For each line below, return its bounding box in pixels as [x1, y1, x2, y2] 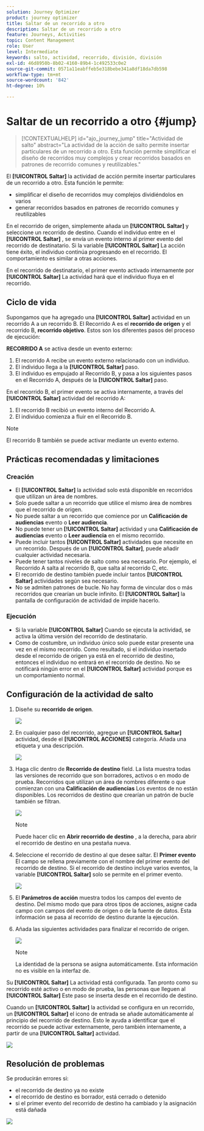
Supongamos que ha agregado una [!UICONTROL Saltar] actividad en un [6, 313, 191, 321]
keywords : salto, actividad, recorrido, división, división [6, 54, 163, 61]
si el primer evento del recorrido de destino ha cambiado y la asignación [15, 1100, 197, 1107]
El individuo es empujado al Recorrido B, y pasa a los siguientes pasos [15, 369, 192, 377]
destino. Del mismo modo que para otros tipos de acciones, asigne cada [15, 900, 197, 908]
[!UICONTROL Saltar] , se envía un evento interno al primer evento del [6, 235, 183, 242]
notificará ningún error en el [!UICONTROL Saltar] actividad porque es [15, 665, 192, 672]
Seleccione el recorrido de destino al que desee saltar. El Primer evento [15, 851, 196, 858]
